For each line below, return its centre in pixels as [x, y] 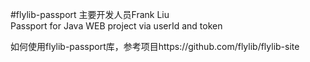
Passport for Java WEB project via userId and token [116, 26]
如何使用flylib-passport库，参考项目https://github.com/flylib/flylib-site [155, 46]
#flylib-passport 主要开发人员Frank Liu [90, 14]
